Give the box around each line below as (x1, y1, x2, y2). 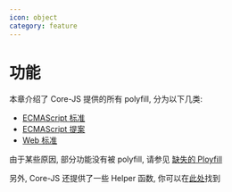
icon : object (9, 13, 58, 22)
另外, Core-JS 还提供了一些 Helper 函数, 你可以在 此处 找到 (9, 173, 221, 184)
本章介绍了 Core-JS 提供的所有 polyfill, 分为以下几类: (9, 94, 203, 104)
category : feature (9, 21, 78, 30)
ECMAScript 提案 (21, 124, 86, 135)
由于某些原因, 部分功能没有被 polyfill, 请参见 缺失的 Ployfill (9, 154, 223, 165)
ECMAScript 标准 (21, 113, 86, 123)
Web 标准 (21, 135, 58, 146)
